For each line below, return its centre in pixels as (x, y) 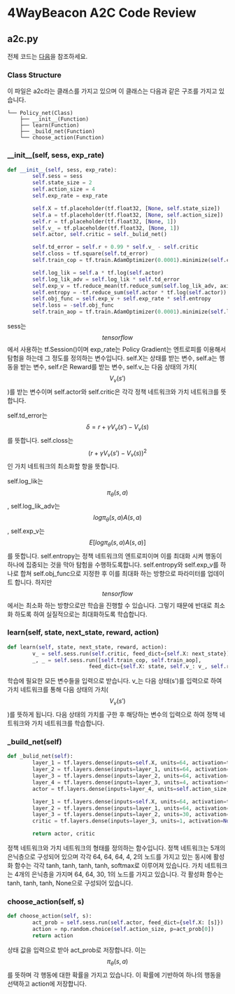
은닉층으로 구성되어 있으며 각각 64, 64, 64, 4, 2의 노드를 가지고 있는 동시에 (109, 857)
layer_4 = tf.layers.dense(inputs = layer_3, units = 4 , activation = (130, 782)
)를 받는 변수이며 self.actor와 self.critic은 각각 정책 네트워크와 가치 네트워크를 (113, 392)
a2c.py (23, 39)
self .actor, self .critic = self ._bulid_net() (100, 235)
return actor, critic (64, 834)
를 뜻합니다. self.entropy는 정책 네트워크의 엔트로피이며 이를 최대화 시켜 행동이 (115, 555)
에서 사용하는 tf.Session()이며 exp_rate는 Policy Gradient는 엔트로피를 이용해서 (116, 350)
